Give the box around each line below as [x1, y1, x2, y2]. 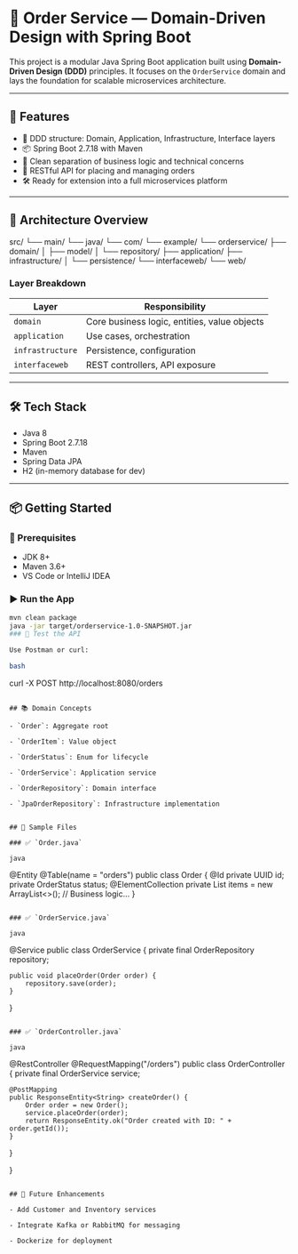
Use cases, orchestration [85, 329, 191, 342]
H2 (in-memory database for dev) [21, 465, 146, 476]
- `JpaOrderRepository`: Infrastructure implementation [9, 800, 220, 808]
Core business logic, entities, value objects [85, 315, 264, 327]
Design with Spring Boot [9, 27, 192, 47]
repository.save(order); [25, 979, 117, 988]
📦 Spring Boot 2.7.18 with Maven [21, 142, 144, 154]
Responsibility [144, 300, 207, 312]
